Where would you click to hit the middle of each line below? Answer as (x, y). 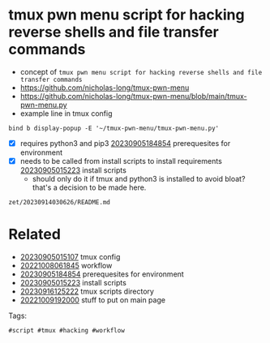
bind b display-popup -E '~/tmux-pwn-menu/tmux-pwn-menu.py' (114, 128)
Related (34, 235)
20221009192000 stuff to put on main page (93, 300)
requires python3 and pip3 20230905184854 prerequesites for (125, 143)
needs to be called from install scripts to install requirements (121, 161)
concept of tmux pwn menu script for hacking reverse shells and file (141, 71)
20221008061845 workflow (66, 266)
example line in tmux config (66, 113)
